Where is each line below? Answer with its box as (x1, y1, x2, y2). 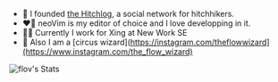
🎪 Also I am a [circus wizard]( (21, 37, 131, 47)
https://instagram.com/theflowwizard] (130, 37, 270, 47)
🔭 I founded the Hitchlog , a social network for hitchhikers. (21, 9, 235, 19)
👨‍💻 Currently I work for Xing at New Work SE (21, 28, 188, 37)
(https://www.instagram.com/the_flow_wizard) (21, 46, 194, 57)
